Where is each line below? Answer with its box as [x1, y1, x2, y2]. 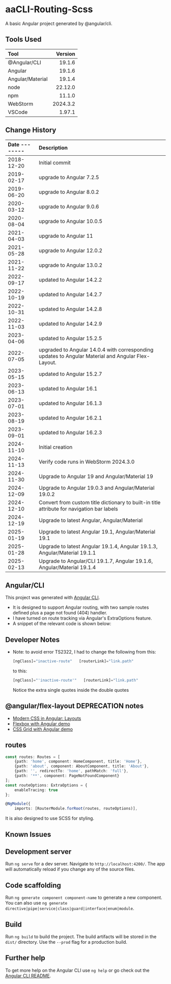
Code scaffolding [5, 881, 61, 889]
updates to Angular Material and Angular [39, 352, 136, 359]
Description [39, 144, 68, 151]
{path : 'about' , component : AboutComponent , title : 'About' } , [14, 764, 149, 769]
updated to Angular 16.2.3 [39, 429, 102, 436]
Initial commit [39, 159, 71, 166]
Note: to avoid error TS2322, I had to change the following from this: [12, 649, 156, 655]
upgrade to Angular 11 [39, 232, 93, 239]
